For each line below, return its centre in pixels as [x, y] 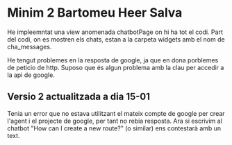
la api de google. [31, 75]
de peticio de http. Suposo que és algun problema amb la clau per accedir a [116, 67]
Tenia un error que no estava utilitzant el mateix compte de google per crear [116, 113]
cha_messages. [30, 46]
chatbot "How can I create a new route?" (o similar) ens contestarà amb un [114, 128]
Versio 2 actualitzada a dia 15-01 [79, 97]
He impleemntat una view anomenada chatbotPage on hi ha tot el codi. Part [115, 32]
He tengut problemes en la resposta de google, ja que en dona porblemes [113, 60]
